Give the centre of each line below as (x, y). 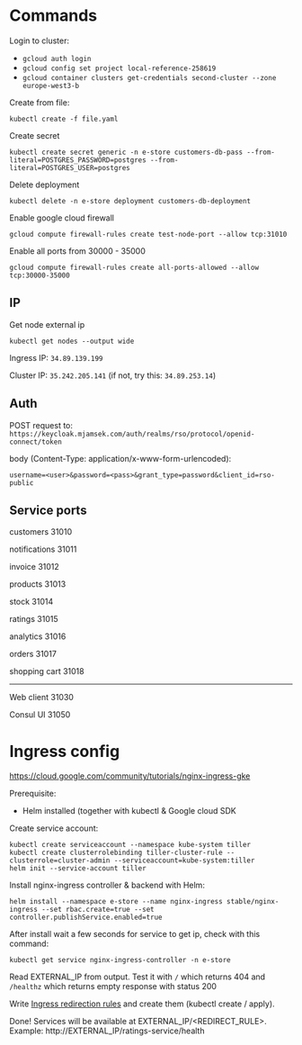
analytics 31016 (38, 636)
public (22, 482)
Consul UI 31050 (40, 715)
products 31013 (38, 584)
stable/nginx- (253, 902)
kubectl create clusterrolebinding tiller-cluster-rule (116, 853)
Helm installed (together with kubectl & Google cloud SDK (129, 811)
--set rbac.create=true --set (98, 910)
